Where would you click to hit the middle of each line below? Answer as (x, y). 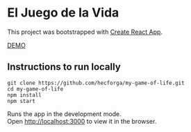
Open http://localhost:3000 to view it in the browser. (82, 121)
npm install (24, 95)
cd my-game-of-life (35, 89)
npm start (22, 101)
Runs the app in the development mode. (64, 114)
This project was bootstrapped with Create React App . (85, 32)
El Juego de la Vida (63, 13)
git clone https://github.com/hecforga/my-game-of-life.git (96, 83)
